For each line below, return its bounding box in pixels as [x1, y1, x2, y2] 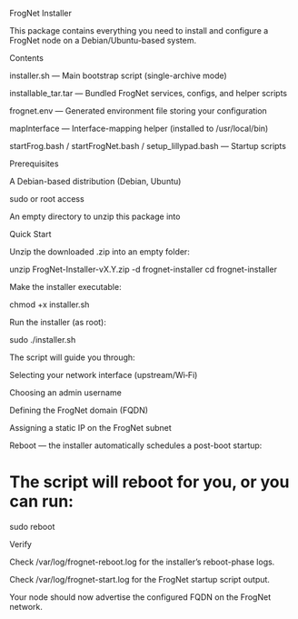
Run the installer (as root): [9, 317, 107, 327]
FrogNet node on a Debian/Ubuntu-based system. [9, 35, 197, 45]
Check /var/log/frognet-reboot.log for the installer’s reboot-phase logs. [9, 556, 275, 567]
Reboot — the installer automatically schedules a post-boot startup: [9, 440, 263, 451]
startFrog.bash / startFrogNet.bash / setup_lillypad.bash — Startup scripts [9, 141, 286, 151]
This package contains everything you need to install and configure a [9, 25, 269, 35]
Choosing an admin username [9, 387, 123, 398]
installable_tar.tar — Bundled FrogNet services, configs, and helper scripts [9, 88, 288, 98]
